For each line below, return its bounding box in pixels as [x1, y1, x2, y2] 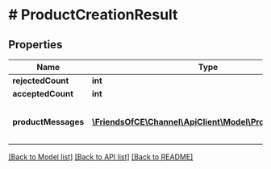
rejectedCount [12, 75, 69, 86]
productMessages [12, 117, 85, 127]
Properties [8, 38, 63, 52]
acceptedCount [12, 89, 74, 99]
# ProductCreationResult [8, 6, 178, 24]
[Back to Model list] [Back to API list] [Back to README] [8, 152, 194, 162]
